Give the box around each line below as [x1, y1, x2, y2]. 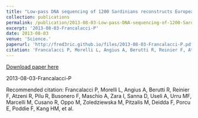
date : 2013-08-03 [6, 31, 49, 37]
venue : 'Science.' [6, 36, 51, 42]
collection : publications [6, 14, 70, 20]
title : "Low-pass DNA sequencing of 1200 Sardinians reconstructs [6, 8, 173, 15]
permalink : [6, 19, 33, 25]
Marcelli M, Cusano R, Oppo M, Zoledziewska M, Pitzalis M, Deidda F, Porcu [6, 99, 190, 106]
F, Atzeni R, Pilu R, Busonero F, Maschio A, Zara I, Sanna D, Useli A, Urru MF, [6, 92, 192, 99]
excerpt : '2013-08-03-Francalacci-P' [6, 25, 99, 31]
